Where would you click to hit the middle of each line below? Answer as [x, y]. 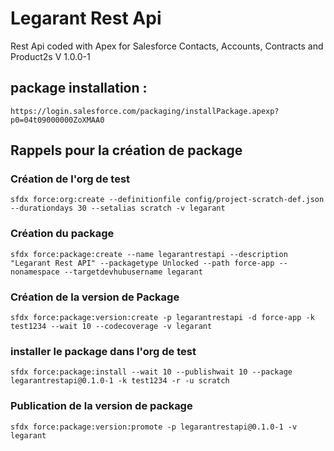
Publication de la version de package [101, 406]
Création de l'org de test [70, 179]
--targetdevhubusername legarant [133, 272]
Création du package [62, 234]
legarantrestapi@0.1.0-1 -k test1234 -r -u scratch [120, 381]
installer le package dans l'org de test [103, 351]
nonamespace [35, 272]
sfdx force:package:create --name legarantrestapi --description [149, 254]
